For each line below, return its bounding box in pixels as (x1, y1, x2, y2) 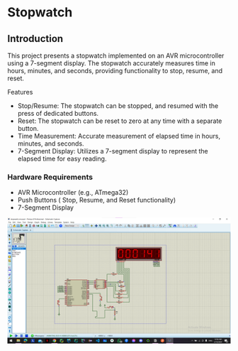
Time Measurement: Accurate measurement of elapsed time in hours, (17, 132, 221, 140)
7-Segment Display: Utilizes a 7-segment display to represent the (17, 147, 209, 155)
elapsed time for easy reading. (17, 154, 107, 163)
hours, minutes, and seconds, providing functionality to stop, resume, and (7, 67, 223, 75)
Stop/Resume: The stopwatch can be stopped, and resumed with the (17, 102, 219, 110)
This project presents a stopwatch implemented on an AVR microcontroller (7, 51, 225, 60)
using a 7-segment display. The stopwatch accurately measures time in (7, 59, 216, 67)
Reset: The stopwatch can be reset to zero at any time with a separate (17, 117, 222, 125)
